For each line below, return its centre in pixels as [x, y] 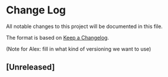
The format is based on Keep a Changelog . [57, 37]
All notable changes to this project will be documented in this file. [85, 26]
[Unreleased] [31, 67]
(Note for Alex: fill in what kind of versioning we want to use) [79, 49]
